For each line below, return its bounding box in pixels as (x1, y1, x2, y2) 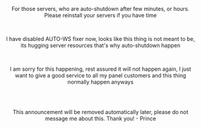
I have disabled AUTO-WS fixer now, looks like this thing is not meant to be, (6, 35, 195, 42)
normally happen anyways (67, 79, 134, 85)
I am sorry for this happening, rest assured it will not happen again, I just (10, 65, 191, 73)
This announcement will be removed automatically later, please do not (12, 108, 189, 115)
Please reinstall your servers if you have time (44, 12, 157, 19)
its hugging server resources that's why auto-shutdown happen (20, 42, 181, 49)
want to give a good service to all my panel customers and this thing (15, 72, 186, 79)
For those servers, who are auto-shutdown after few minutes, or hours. (11, 5, 190, 12)
